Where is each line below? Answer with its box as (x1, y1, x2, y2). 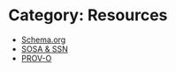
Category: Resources (8, 5, 168, 25)
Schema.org (20, 34, 66, 45)
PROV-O (20, 53, 52, 63)
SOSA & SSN (20, 43, 68, 54)
